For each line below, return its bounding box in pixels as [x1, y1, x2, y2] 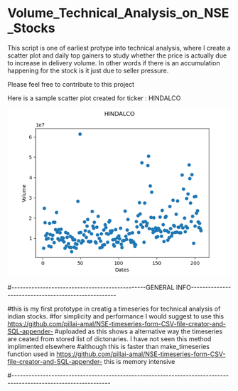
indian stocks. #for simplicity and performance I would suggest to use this [7, 311, 225, 321]
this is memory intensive [104, 357, 175, 365]
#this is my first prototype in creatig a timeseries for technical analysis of [7, 304, 221, 313]
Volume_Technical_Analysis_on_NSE [7, 5, 229, 21]
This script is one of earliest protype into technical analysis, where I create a [7, 43, 231, 52]
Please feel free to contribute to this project [7, 80, 135, 88]
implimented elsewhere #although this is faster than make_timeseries [7, 342, 210, 350]
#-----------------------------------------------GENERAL [7, 283, 175, 291]
